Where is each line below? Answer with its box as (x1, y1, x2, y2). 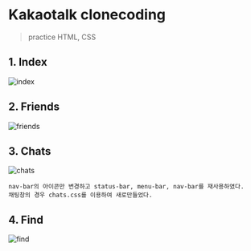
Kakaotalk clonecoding (8, 6, 167, 24)
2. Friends (8, 100, 60, 114)
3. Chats (8, 144, 51, 158)
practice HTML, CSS (27, 32, 97, 42)
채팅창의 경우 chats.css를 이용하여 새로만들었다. (8, 191, 153, 200)
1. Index (8, 55, 47, 69)
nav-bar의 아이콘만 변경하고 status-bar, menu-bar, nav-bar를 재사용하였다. (8, 183, 245, 191)
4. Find (8, 213, 44, 226)
